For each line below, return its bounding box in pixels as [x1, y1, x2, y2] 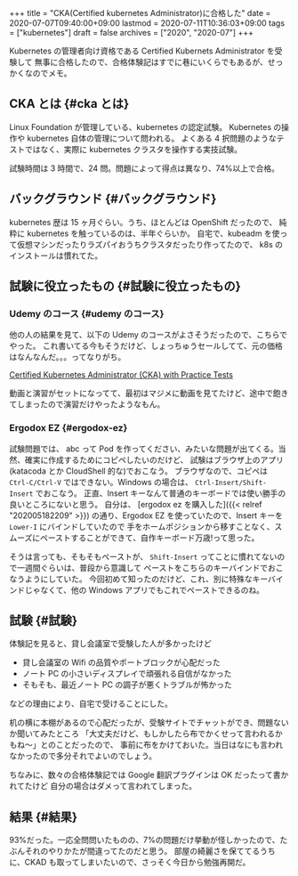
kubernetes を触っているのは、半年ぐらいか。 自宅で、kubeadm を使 [26, 228, 280, 239]
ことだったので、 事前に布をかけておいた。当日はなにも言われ [55, 740, 284, 750]
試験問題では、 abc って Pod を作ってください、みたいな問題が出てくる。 [9, 443, 278, 454]
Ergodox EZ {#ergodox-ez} [9, 422, 128, 434]
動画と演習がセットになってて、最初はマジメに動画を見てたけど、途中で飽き [9, 388, 289, 399]
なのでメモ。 [24, 68, 72, 78]
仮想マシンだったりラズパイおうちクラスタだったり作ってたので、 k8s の [16, 239, 283, 249]
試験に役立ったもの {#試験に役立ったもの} [9, 279, 242, 294]
